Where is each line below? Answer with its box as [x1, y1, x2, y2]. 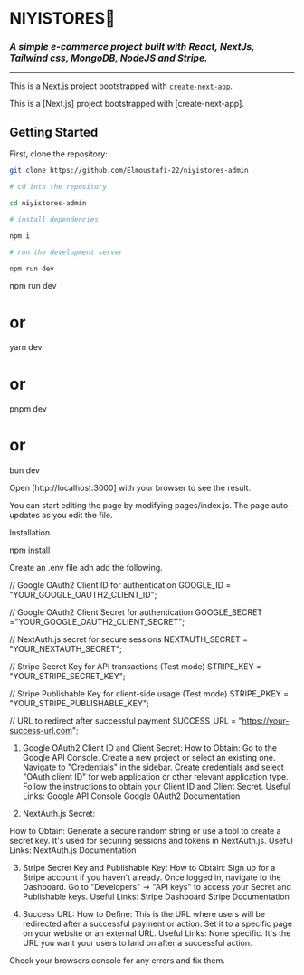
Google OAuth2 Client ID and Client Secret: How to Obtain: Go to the [22, 743, 278, 753]
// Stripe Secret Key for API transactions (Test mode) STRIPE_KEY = [9, 661, 262, 672]
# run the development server [9, 248, 124, 257]
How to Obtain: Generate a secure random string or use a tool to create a [9, 826, 281, 837]
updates [9, 510, 41, 521]
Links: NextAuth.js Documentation [9, 845, 137, 856]
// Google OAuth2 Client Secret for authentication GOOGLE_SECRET [9, 607, 263, 618]
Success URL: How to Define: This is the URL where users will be [22, 909, 265, 920]
